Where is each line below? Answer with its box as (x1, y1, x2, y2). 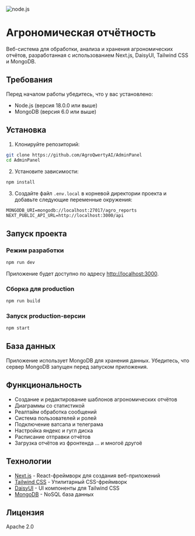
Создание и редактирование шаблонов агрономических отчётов (14, 396, 177, 403)
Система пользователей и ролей (14, 414, 97, 422)
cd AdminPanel (6, 157, 41, 164)
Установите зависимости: (14, 168, 79, 175)
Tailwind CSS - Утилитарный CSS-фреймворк (14, 478, 127, 485)
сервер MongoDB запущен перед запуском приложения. (6, 363, 148, 370)
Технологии (6, 456, 51, 466)
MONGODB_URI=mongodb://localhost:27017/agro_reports (6, 208, 137, 213)
